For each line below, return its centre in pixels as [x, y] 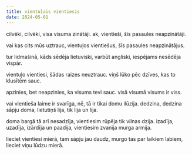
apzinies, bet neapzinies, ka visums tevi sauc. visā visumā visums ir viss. [94, 92]
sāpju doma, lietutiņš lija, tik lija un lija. [52, 110]
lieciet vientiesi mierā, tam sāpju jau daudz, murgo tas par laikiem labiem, [95, 138]
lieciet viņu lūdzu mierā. [35, 145]
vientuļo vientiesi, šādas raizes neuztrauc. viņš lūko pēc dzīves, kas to [91, 74]
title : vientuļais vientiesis [43, 11]
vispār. [14, 63]
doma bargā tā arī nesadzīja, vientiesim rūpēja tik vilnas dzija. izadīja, [90, 121]
